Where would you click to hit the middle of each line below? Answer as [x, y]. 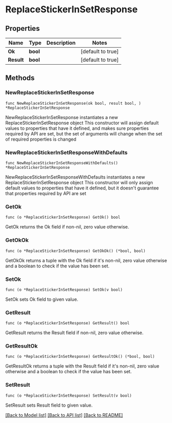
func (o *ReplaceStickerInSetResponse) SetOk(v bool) [64, 290]
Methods [20, 78]
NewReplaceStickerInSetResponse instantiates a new [62, 117]
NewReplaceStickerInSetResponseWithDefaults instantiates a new [75, 177]
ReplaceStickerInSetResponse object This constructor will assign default [82, 123]
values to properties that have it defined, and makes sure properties [77, 128]
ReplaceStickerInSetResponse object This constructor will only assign [79, 182]
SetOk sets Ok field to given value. [42, 299]
